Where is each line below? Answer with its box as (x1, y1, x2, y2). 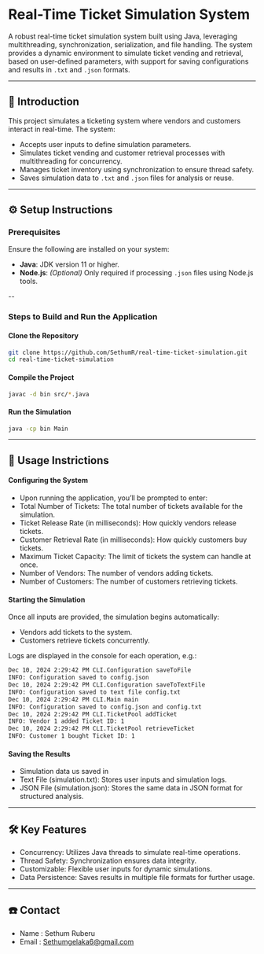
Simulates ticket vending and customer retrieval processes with (19, 148, 225, 157)
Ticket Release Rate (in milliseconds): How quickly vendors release (19, 518, 237, 528)
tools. (19, 277, 38, 286)
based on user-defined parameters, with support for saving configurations (8, 57, 249, 66)
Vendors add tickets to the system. (19, 628, 133, 637)
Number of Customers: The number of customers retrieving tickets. (19, 576, 238, 587)
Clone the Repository (8, 330, 79, 340)
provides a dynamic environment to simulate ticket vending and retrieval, (8, 48, 244, 57)
